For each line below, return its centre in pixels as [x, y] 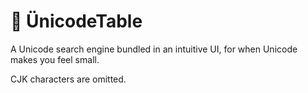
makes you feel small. [55, 59]
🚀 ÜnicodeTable [76, 21]
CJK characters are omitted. [68, 79]
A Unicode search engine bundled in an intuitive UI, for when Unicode [154, 49]
